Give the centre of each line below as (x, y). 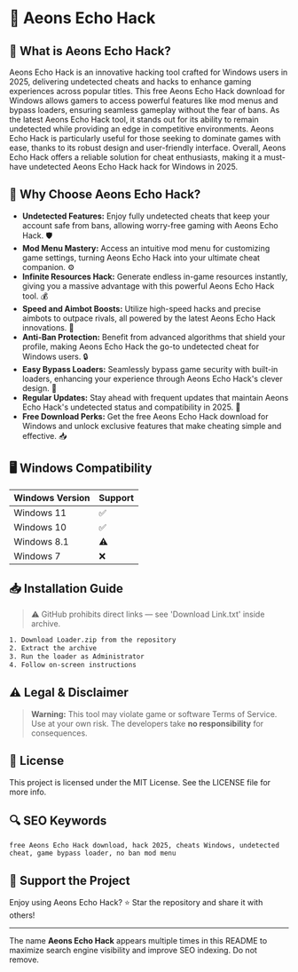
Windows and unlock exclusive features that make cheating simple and (152, 426)
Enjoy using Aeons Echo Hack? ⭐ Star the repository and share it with (136, 903)
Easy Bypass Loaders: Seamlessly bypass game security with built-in (150, 369)
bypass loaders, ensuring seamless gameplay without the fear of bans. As (145, 110)
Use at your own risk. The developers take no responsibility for (147, 723)
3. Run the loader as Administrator (77, 657)
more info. (28, 792)
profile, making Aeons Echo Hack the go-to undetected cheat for (141, 347)
